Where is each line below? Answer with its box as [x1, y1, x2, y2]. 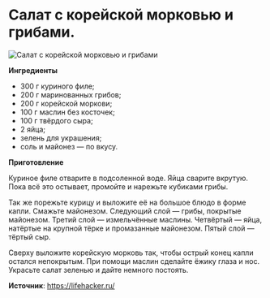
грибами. [8, 23, 75, 41]
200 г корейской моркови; [19, 98, 113, 108]
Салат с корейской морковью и [8, 6, 234, 24]
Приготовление [8, 157, 64, 167]
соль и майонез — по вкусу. [19, 141, 118, 151]
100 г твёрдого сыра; [19, 115, 93, 125]
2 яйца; [19, 124, 46, 134]
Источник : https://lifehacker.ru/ [8, 280, 115, 290]
